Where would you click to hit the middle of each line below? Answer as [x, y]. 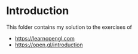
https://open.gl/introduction [49, 45]
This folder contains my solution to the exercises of [69, 27]
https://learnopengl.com [45, 38]
